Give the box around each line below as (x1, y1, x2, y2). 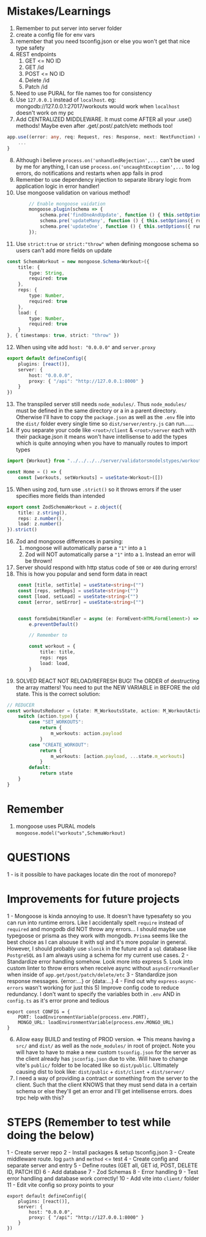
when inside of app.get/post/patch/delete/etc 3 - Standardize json (7, 971, 178, 978)
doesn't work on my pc (15, 109, 75, 116)
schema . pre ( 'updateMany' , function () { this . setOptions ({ (39, 218, 193, 224)
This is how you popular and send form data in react (15, 570, 147, 578)
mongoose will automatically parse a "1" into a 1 (24, 544, 147, 552)
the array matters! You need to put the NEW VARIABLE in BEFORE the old (15, 683, 200, 691)
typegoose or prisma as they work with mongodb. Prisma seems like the (7, 932, 188, 939)
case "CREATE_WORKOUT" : (29, 741, 89, 748)
